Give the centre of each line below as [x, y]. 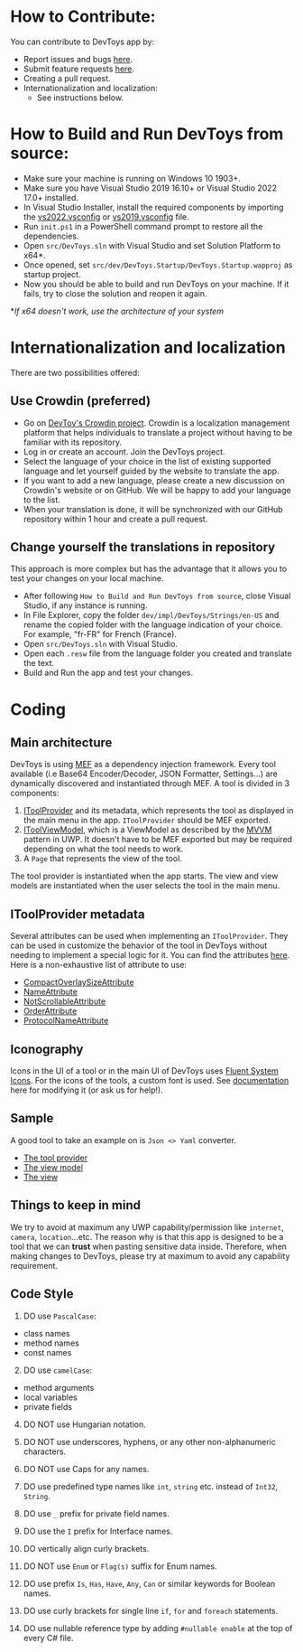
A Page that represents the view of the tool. [103, 859]
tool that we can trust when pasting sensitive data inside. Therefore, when [149, 1246]
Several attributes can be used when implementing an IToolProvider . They [149, 936]
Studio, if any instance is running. [85, 605]
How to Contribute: [83, 17]
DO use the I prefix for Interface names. [98, 1531]
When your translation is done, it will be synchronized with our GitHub [153, 509]
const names [47, 1352]
